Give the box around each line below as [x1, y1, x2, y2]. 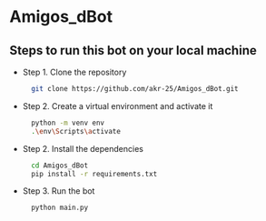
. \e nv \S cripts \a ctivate [31, 126, 121, 136]
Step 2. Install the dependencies [22, 143, 143, 154]
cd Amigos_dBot [31, 161, 89, 170]
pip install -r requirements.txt [31, 169, 158, 178]
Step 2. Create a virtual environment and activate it [22, 100, 213, 111]
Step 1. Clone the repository [22, 66, 127, 77]
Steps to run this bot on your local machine [9, 43, 257, 58]
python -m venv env [31, 118, 105, 127]
